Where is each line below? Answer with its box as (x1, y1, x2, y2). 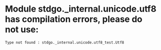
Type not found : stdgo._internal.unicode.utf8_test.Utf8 (5, 40, 124, 45)
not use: (5, 24, 39, 35)
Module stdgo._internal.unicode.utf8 (5, 3, 157, 15)
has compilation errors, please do (5, 14, 143, 25)
